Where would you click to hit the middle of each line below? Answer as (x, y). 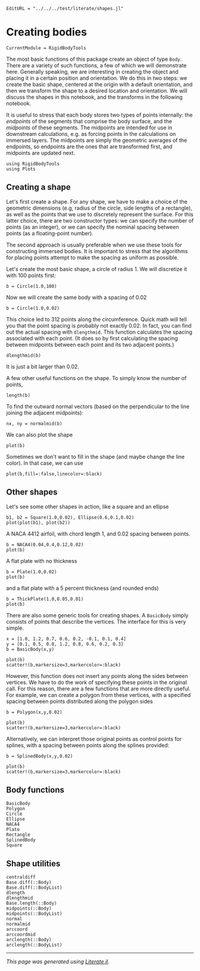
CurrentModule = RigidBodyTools (46, 48)
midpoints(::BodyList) (34, 914)
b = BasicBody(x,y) (30, 649)
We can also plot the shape (40, 434)
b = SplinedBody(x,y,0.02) (40, 756)
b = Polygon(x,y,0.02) (34, 712)
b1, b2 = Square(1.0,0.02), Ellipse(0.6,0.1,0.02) (70, 517)
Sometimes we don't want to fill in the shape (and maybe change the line (96, 456)
